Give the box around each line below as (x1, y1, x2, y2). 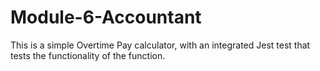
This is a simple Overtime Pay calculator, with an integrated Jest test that (10, 39, 311, 51)
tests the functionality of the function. (10, 49, 166, 61)
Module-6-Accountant (10, 6, 202, 29)
